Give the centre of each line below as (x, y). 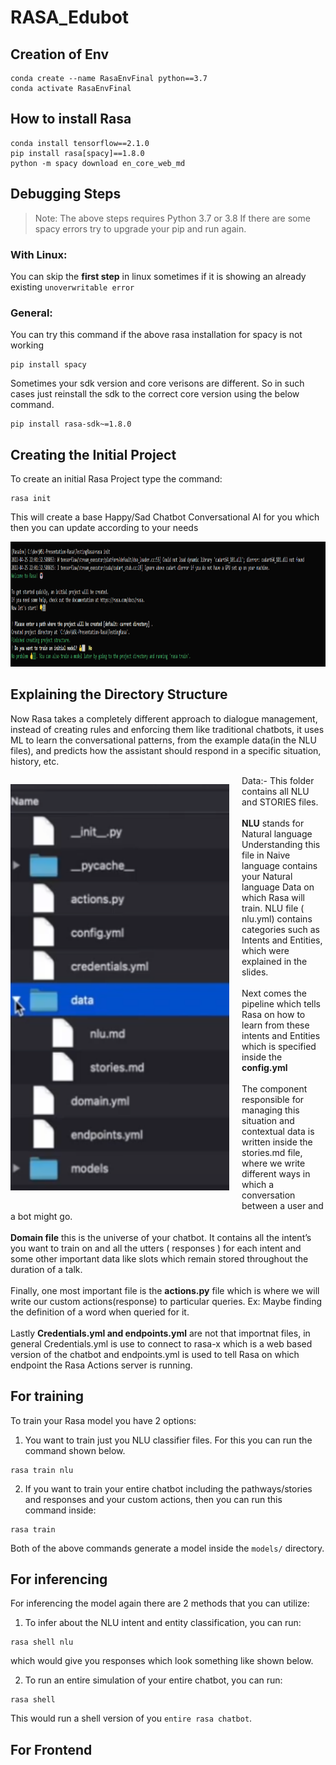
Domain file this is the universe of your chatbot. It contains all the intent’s (161, 1237)
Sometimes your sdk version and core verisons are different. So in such (157, 383)
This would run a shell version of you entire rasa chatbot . (131, 1718)
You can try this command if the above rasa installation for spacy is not (156, 335)
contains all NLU (275, 791)
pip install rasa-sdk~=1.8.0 (71, 424)
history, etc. (35, 761)
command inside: (60, 1510)
